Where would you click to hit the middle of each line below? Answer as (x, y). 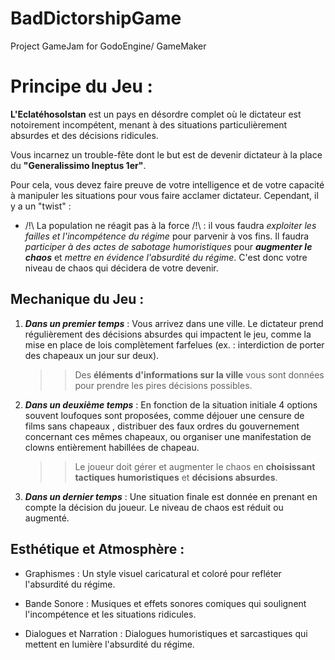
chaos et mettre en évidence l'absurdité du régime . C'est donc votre (166, 257)
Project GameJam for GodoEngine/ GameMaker (108, 46)
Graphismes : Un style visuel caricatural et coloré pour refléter (153, 573)
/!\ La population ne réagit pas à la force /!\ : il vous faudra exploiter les (170, 225)
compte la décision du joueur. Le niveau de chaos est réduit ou (154, 507)
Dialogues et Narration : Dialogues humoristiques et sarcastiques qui (166, 633)
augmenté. (47, 518)
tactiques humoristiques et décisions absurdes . (176, 477)
